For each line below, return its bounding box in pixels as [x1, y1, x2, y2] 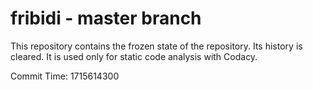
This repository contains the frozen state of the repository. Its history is [10, 40, 303, 52]
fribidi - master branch [10, 7, 202, 30]
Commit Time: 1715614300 [10, 70, 120, 82]
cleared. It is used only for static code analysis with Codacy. [10, 50, 258, 62]
